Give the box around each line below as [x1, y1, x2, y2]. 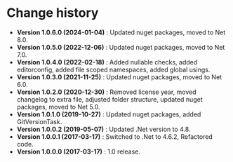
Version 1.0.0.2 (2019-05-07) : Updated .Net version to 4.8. [16, 125, 191, 133]
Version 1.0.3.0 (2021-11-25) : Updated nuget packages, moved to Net [16, 72, 222, 81]
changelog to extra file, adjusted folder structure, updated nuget [16, 95, 203, 103]
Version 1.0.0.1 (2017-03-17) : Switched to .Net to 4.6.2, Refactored [16, 132, 213, 141]
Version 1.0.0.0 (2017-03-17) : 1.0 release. [16, 147, 141, 156]
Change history [6, 5, 99, 21]
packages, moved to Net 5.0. [16, 102, 100, 111]
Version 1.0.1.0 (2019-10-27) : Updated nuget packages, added [16, 110, 201, 119]
